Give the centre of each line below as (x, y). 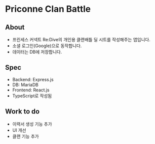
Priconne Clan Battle (48, 9)
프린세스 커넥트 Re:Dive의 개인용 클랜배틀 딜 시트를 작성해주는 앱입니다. (81, 40)
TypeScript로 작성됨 (32, 96)
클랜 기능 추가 (25, 136)
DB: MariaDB (25, 85)
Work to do (22, 112)
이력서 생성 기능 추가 (32, 124)
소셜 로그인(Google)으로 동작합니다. (47, 46)
